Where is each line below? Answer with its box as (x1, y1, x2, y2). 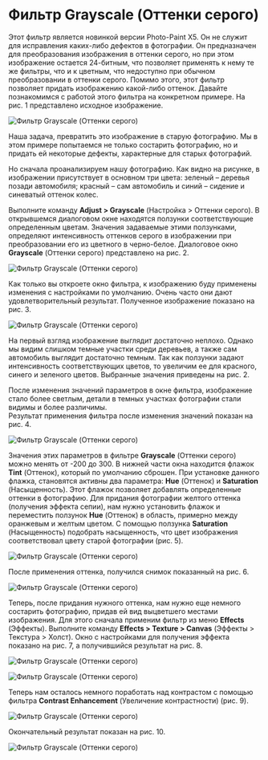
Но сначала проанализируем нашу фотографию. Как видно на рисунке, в (8, 164, 260, 173)
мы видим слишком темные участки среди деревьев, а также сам (8, 343, 238, 354)
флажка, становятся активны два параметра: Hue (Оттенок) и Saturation (8, 476, 258, 486)
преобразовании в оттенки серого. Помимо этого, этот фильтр (8, 75, 225, 84)
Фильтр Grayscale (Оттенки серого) (8, 6, 259, 24)
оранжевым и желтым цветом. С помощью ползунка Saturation (8, 518, 229, 528)
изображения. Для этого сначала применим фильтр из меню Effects (8, 615, 245, 624)
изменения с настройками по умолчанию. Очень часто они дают (8, 287, 233, 297)
